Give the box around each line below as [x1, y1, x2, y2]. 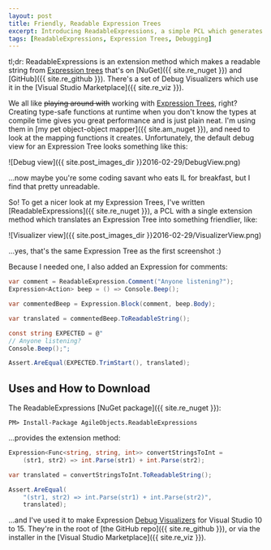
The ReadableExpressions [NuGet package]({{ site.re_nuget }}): [8, 403, 222, 413]
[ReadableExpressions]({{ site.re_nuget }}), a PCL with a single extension [8, 206, 253, 216]
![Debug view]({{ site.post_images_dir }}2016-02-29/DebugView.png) [8, 158, 241, 167]
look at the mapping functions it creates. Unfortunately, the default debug [8, 133, 255, 143]
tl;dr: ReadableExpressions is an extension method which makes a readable [8, 57, 261, 67]
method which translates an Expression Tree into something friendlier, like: [8, 214, 258, 224]
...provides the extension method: [8, 433, 121, 443]
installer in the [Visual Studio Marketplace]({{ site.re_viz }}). [8, 533, 207, 543]
